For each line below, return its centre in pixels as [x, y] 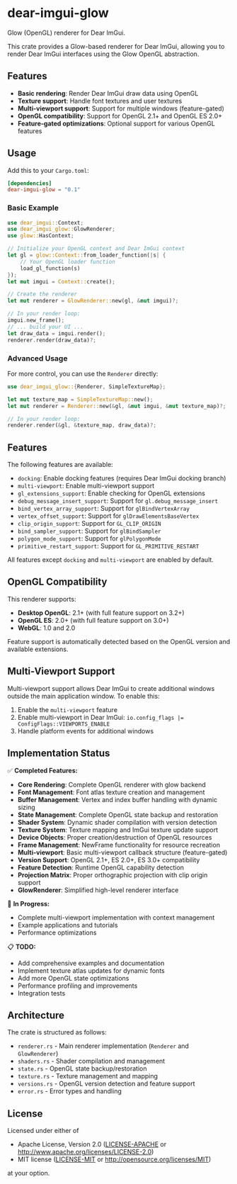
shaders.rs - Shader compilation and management [91, 1061]
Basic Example [33, 208]
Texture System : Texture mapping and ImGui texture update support [117, 830]
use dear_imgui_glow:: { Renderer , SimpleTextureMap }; [87, 387]
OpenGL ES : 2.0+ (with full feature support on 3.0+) [93, 620]
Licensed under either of [43, 1131]
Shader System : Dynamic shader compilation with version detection [117, 822]
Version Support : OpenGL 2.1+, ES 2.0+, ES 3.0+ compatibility [109, 859]
